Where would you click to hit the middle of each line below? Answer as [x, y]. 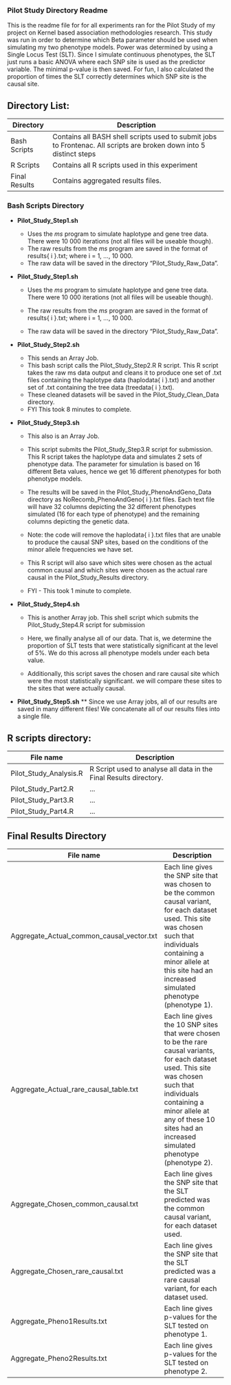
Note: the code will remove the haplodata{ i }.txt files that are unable [124, 535]
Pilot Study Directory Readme [57, 10]
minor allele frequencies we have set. [80, 550]
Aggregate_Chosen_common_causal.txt [75, 1204]
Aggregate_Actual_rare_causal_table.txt [75, 1090]
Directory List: [38, 106]
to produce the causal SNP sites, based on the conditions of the [118, 542]
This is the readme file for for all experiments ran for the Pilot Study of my [111, 26]
